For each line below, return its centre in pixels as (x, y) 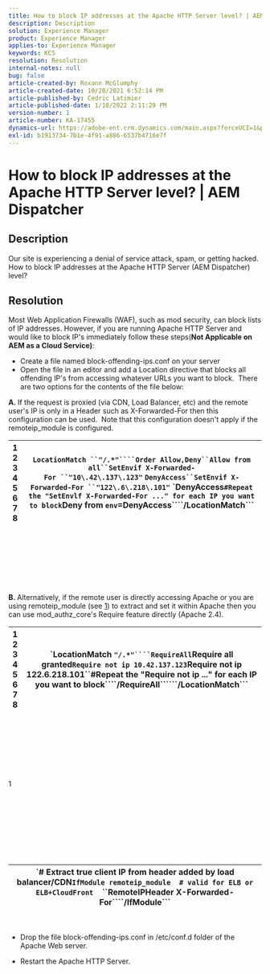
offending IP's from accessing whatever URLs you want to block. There (139, 378)
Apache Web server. (54, 946)
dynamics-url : (32, 128)
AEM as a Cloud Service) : (51, 346)
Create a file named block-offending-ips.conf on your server (120, 361)
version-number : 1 (39, 113)
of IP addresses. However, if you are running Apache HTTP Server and (125, 329)
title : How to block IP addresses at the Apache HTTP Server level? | (129, 16)
